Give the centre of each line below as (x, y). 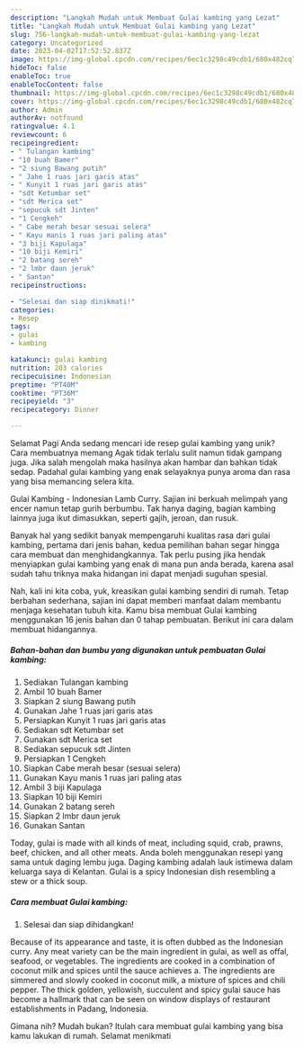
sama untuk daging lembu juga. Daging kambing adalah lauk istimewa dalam (151, 862)
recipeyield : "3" (43, 401)
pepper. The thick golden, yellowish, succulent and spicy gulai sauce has (146, 990)
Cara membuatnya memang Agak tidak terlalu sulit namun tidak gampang (146, 452)
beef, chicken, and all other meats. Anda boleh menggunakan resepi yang (147, 852)
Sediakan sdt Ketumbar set (73, 730)
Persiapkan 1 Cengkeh (64, 758)
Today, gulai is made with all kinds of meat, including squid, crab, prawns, (147, 843)
